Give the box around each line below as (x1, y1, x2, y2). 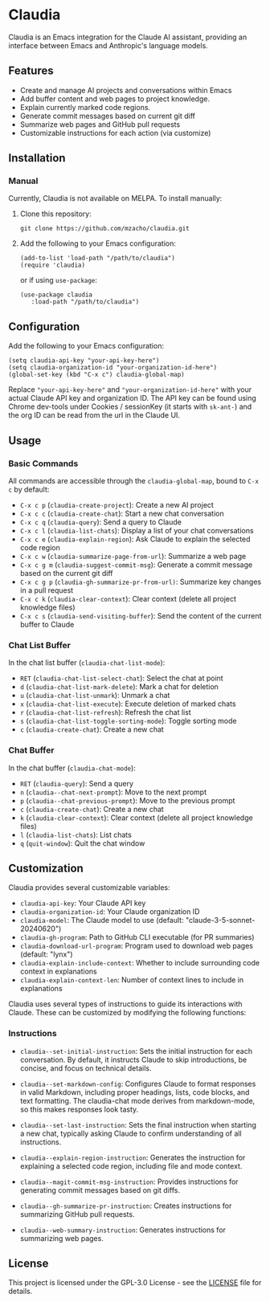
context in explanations (19, 966, 98, 977)
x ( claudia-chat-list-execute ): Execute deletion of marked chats (19, 699, 236, 708)
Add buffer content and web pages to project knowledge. (19, 94, 211, 104)
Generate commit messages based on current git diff (19, 111, 195, 120)
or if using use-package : (19, 276, 98, 285)
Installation (8, 151, 66, 165)
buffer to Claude (19, 619, 75, 629)
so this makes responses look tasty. (19, 1104, 139, 1114)
